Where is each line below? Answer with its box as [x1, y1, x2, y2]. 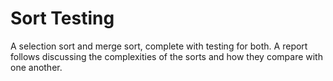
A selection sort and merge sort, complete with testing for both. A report [10, 40, 308, 52]
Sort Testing [10, 7, 115, 30]
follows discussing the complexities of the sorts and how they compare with [10, 50, 323, 62]
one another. [10, 61, 63, 73]
